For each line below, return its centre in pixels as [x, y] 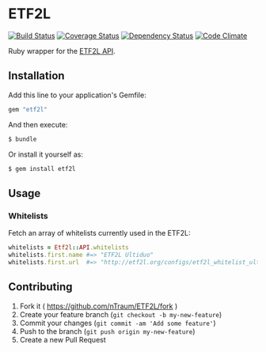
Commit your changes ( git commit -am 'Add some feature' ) [118, 323]
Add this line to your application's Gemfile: [77, 95]
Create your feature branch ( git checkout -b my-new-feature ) [121, 314]
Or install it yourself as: [46, 154]
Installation [36, 76]
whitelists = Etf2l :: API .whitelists [68, 248]
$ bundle [23, 139]
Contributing [40, 287]
